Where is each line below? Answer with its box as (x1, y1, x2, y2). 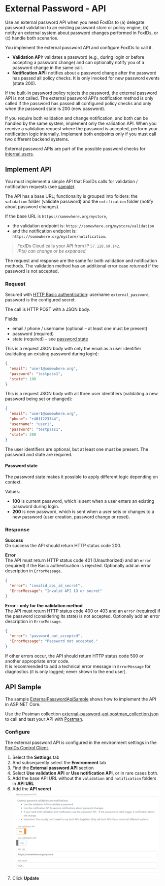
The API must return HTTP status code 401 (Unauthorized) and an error (5, 557, 151, 563)
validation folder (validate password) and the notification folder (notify (5, 198, 154, 204)
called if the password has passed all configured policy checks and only (5, 100, 152, 106)
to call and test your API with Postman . (5, 716, 84, 722)
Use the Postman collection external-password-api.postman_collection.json (5, 711, 159, 717)
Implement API (5, 165, 52, 174)
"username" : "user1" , (9, 422, 54, 427)
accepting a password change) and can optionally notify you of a (12, 59, 144, 65)
